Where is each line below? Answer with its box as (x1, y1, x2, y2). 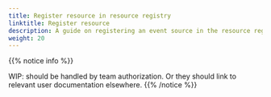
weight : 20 (8, 34, 45, 42)
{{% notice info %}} (8, 56, 74, 66)
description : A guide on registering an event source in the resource (8, 26, 251, 34)
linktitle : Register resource (8, 19, 110, 27)
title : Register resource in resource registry (8, 11, 172, 20)
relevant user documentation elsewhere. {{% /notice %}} (8, 80, 198, 90)
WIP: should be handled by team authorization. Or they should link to (8, 71, 236, 81)
